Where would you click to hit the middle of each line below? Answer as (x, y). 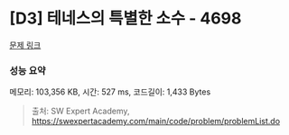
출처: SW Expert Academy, (80, 111)
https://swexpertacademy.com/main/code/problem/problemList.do (156, 121)
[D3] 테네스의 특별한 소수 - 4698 (126, 18)
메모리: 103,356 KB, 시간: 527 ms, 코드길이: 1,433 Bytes (110, 92)
